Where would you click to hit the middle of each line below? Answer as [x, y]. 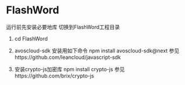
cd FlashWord [31, 38]
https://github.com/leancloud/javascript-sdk [68, 57]
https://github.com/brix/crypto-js [54, 76]
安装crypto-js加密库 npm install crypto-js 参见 [69, 69]
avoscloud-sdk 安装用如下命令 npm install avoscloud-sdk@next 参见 [97, 51]
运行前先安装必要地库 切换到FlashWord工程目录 [63, 27]
